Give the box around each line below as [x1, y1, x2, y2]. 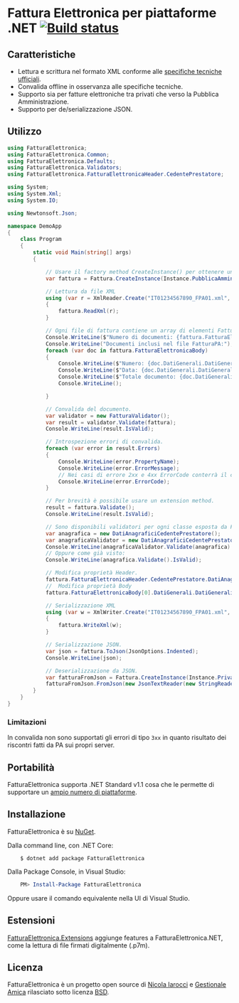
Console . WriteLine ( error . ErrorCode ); [58, 478, 171, 485]
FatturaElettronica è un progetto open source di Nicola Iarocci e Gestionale [7, 980, 226, 989]
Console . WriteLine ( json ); [45, 654, 122, 662]
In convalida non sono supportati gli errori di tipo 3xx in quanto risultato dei [7, 734, 226, 742]
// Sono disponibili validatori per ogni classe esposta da [45, 523, 228, 530]
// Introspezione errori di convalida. [45, 439, 164, 446]
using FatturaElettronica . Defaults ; [7, 158, 116, 165]
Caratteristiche [7, 48, 76, 60]
